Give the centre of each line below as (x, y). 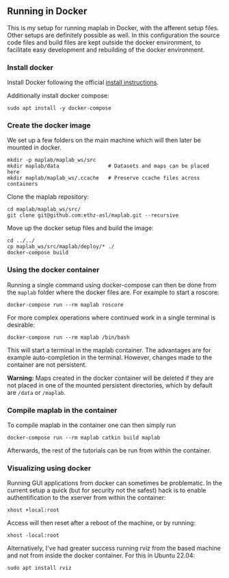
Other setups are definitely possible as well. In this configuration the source (113, 35)
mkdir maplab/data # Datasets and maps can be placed (108, 166)
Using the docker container (53, 270)
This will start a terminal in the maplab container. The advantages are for (109, 350)
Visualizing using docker (49, 468)
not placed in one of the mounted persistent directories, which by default (110, 385)
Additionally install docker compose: (58, 96)
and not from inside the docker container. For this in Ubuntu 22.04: (101, 555)
